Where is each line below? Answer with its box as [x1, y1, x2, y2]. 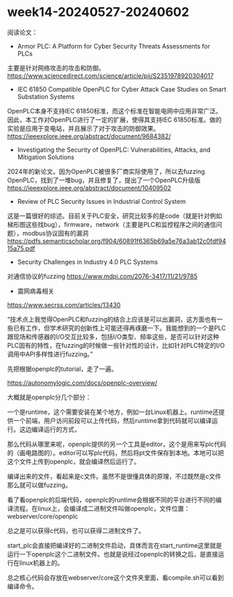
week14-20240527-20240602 [7, 4, 190, 20]
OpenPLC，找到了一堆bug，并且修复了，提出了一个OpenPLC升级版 [7, 175, 201, 184]
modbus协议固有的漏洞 [22, 229, 89, 237]
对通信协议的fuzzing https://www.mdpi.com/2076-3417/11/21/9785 [7, 272, 198, 280]
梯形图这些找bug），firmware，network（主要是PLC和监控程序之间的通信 [7, 220, 216, 228]
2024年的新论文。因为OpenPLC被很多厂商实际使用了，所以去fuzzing [7, 167, 205, 175]
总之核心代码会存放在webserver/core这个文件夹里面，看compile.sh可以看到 [7, 573, 225, 582]
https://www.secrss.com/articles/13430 [7, 301, 121, 309]
